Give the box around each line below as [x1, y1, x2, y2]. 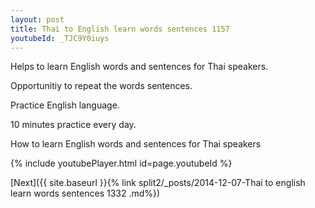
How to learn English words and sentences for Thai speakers [10, 138, 262, 150]
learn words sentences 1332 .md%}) [10, 187, 161, 200]
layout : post [10, 14, 65, 25]
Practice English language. [10, 99, 120, 111]
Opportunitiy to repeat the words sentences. [10, 80, 193, 92]
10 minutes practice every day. [10, 119, 137, 131]
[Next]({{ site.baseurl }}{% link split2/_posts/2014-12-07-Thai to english [10, 177, 306, 189]
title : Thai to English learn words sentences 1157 [10, 24, 230, 34]
